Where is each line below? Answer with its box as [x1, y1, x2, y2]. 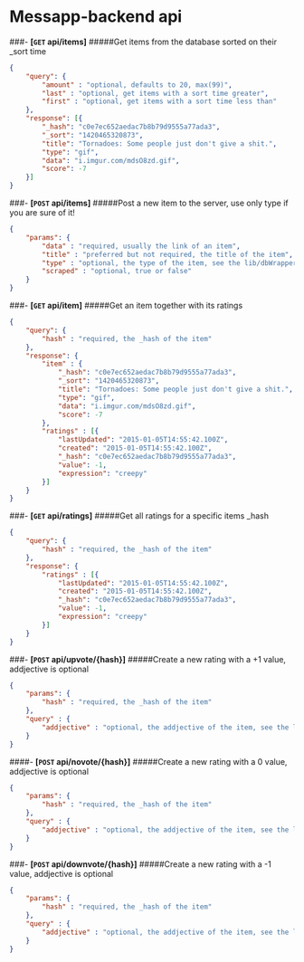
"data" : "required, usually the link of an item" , [42, 242, 242, 251]
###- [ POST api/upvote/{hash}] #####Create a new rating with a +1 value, [9, 653, 287, 664]
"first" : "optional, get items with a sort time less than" [42, 97, 278, 106]
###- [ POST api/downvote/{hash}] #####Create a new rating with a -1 [9, 858, 271, 870]
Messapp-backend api [9, 6, 183, 27]
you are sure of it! [9, 207, 75, 218]
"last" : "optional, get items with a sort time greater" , [42, 89, 270, 98]
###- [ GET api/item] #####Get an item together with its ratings [9, 300, 243, 311]
